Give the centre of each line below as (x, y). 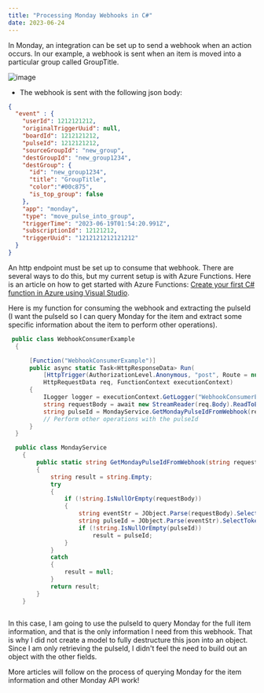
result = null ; (89, 572)
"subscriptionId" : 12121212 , (70, 231)
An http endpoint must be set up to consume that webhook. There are (121, 267)
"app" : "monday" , (51, 209)
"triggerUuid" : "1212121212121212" (81, 238)
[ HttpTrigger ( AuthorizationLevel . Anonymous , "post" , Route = (145, 375)
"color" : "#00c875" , (60, 187)
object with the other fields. (53, 657)
